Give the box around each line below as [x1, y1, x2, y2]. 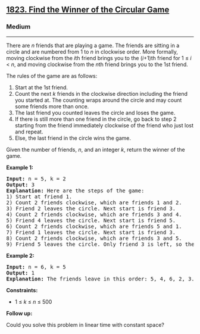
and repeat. [14, 128, 43, 135]
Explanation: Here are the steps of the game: [6, 187, 145, 194]
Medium [6, 23, 31, 31]
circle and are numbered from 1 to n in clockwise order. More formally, [6, 48, 179, 55]
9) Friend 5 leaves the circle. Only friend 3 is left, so [6, 241, 183, 248]
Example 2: [6, 252, 35, 259]
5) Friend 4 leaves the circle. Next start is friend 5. [6, 217, 176, 224]
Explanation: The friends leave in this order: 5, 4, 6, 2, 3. [6, 275, 195, 282]
